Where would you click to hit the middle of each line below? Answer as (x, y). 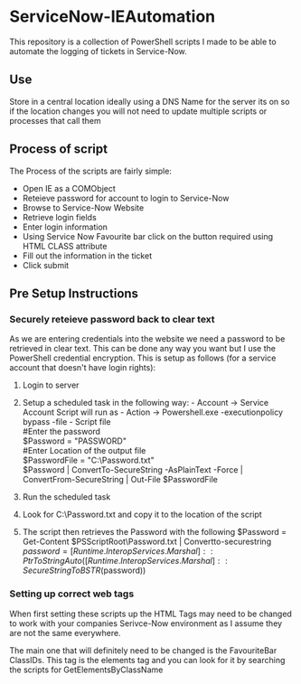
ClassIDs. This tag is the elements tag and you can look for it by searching (147, 660)
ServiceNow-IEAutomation (113, 17)
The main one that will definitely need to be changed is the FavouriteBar (143, 650)
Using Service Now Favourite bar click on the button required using (148, 236)
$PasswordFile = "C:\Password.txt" (89, 460)
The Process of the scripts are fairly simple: (90, 171)
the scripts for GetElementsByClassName (86, 670)
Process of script (59, 150)
